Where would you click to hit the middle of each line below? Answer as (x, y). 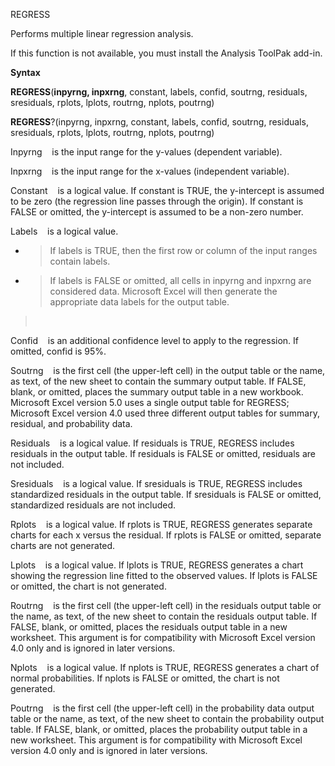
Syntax (25, 72)
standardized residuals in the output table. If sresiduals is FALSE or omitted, (166, 494)
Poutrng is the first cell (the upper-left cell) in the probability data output (162, 708)
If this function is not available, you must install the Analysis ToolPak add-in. (166, 53)
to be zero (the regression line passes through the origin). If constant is (157, 201)
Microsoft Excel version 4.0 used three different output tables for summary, (165, 413)
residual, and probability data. (71, 423)
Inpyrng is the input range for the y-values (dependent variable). (146, 152)
